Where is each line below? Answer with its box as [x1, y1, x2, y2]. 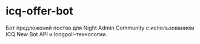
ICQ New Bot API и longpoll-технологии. [5, 30, 107, 37]
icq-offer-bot [5, 4, 73, 18]
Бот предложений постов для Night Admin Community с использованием [5, 24, 195, 31]
